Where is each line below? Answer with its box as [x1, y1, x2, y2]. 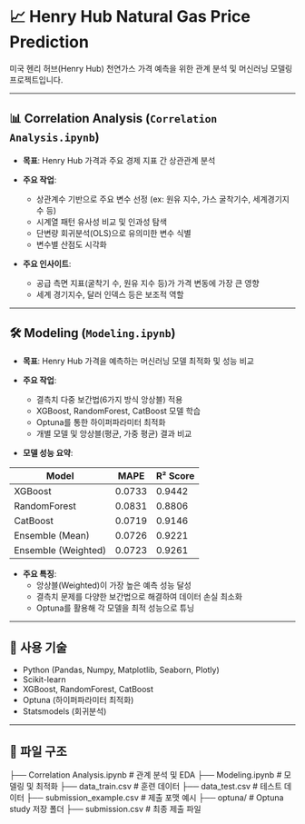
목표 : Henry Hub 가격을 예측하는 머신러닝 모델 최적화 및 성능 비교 [22, 355, 254, 366]
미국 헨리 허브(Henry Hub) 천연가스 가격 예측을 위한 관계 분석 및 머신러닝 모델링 [9, 63, 293, 74]
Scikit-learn [22, 674, 66, 685]
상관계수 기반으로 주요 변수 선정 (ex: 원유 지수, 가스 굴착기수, [35, 194, 251, 204]
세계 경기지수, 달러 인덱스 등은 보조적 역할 [35, 289, 184, 300]
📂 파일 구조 [9, 743, 68, 759]
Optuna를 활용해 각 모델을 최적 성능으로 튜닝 [35, 602, 195, 613]
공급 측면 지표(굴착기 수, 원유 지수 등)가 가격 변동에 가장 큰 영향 [35, 277, 261, 288]
